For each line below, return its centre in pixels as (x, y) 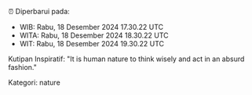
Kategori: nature (34, 82)
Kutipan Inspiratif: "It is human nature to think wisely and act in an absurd (126, 59)
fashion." (22, 67)
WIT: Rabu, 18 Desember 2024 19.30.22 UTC (92, 44)
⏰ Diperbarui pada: (39, 11)
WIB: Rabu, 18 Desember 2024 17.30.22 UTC (91, 27)
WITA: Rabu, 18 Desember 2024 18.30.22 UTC (94, 35)
